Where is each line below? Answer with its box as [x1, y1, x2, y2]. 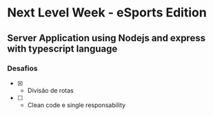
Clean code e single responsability [27, 101, 126, 109]
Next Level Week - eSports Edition [7, 5, 207, 21]
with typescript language [7, 43, 118, 54]
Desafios [7, 63, 38, 73]
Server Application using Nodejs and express [7, 32, 205, 44]
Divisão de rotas [27, 86, 74, 94]
